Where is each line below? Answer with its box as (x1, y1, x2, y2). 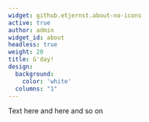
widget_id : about (8, 33, 65, 42)
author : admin (8, 26, 55, 34)
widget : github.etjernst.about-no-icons (8, 11, 143, 20)
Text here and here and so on (8, 106, 104, 116)
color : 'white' (22, 77, 72, 85)
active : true (8, 19, 51, 27)
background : (15, 70, 55, 78)
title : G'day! (8, 56, 55, 64)
